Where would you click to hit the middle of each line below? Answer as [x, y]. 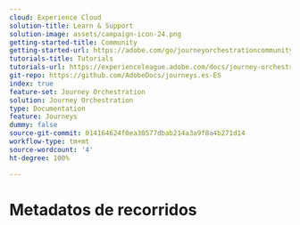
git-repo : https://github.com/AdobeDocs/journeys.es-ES [115, 76]
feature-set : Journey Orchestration [77, 92]
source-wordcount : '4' [51, 149]
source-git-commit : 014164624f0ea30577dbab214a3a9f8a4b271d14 [127, 133]
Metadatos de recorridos [104, 209]
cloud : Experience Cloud [55, 17]
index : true [31, 84]
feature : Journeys [43, 117]
